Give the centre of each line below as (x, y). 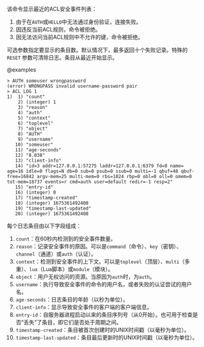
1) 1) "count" (26, 97)
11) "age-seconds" (38, 150)
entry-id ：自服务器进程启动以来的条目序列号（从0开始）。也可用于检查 (104, 314)
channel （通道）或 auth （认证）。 (56, 254)
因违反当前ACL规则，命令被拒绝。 (58, 29)
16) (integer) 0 (36, 193)
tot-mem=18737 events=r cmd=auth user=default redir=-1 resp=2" (90, 182)
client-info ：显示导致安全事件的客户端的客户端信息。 (84, 307)
